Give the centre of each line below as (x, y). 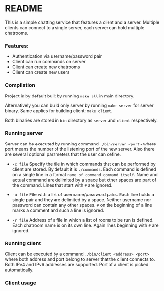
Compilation (20, 85)
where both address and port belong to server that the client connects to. (80, 259)
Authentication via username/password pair (57, 56)
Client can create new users (41, 72)
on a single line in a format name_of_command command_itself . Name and (85, 174)
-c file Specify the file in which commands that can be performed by (84, 164)
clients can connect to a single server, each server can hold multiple (75, 27)
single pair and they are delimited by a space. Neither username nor (82, 200)
